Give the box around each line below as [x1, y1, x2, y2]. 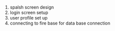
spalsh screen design [9, 4, 54, 10]
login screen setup [9, 9, 48, 15]
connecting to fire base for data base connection [9, 20, 111, 26]
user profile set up [9, 15, 48, 20]
